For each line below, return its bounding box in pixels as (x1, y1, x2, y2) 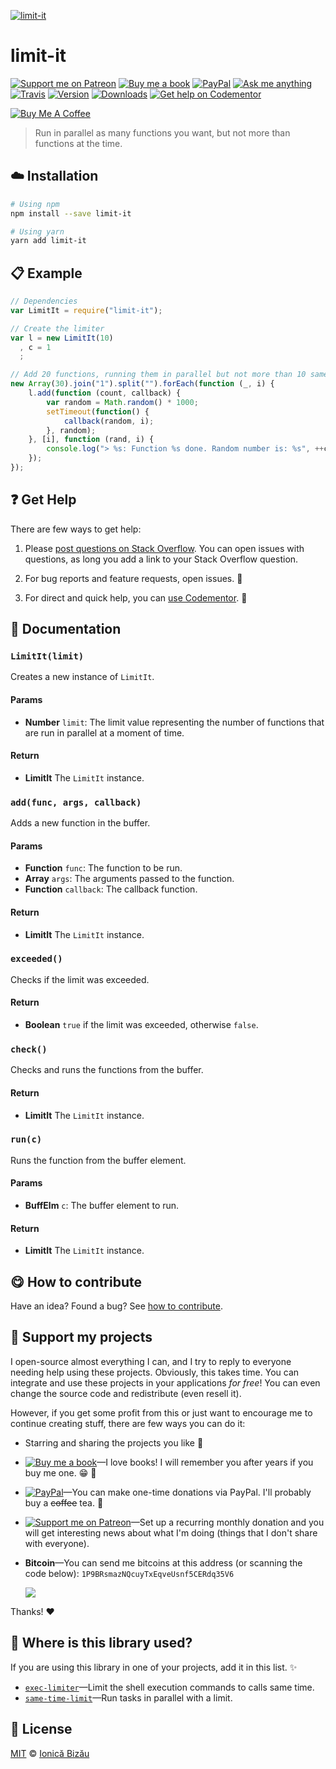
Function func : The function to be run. (24, 862, 183, 874)
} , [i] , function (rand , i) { (28, 435, 155, 445)
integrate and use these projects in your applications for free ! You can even (10, 1376, 321, 1389)
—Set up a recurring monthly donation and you (130, 1516, 325, 1528)
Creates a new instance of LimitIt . (10, 671, 155, 683)
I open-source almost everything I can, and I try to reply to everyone (10, 1355, 292, 1367)
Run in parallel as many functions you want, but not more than (34, 126, 291, 139)
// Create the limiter (10, 323, 105, 334)
